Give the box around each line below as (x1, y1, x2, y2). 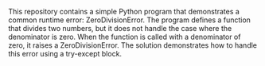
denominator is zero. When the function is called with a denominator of (8, 32, 241, 41)
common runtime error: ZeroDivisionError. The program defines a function (8, 15, 251, 25)
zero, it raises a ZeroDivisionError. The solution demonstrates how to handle (8, 41, 257, 50)
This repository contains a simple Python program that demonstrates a (8, 7, 240, 16)
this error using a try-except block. (8, 49, 122, 58)
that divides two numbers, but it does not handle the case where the (8, 24, 232, 33)
